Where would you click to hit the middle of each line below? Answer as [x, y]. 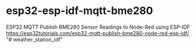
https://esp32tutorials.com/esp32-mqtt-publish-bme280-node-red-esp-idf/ [97, 33]
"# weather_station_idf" [35, 39]
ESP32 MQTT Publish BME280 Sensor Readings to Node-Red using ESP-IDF [98, 27]
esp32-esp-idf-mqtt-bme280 [80, 11]
